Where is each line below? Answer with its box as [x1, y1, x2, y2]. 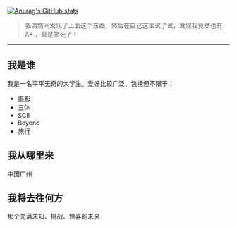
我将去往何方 [7, 192, 63, 204]
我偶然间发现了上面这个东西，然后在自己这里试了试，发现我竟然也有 [24, 21, 223, 30]
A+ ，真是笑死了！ [24, 30, 79, 38]
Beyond [17, 118, 40, 127]
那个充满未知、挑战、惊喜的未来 [7, 212, 100, 221]
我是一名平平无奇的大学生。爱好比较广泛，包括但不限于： [7, 79, 174, 87]
